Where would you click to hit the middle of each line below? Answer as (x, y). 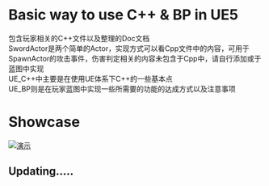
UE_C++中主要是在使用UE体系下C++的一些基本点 (90, 78)
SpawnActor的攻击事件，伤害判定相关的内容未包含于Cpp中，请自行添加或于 (135, 58)
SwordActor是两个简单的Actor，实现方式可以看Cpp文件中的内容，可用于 (129, 48)
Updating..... (41, 171)
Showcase (44, 122)
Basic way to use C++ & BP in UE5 (124, 15)
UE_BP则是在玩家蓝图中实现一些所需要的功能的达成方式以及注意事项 (122, 89)
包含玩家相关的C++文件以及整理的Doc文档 (79, 38)
